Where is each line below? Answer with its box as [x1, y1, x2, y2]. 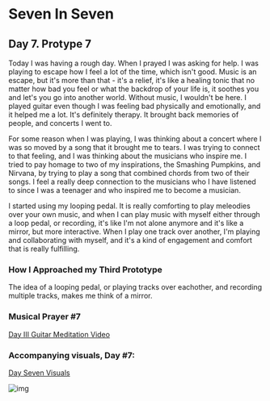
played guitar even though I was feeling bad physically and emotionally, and [8, 102, 261, 111]
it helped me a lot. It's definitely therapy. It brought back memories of [8, 110, 239, 119]
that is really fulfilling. [8, 244, 80, 253]
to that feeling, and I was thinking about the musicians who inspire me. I [8, 151, 247, 161]
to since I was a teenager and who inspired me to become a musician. [8, 186, 241, 194]
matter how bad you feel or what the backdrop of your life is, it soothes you [8, 84, 259, 94]
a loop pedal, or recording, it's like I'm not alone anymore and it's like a [8, 219, 244, 228]
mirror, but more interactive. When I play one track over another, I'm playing [8, 227, 260, 236]
